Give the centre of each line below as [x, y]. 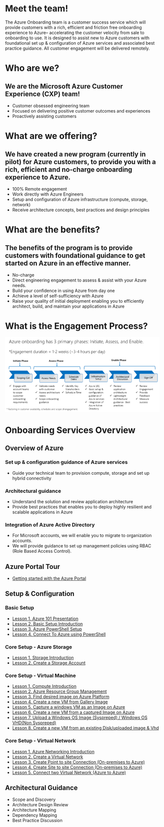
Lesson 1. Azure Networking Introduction [53, 751]
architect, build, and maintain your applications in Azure [68, 306]
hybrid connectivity [32, 478]
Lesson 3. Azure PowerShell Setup [47, 629]
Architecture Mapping [34, 810]
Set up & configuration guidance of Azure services [67, 462]
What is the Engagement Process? [77, 326]
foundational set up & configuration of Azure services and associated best [80, 43]
